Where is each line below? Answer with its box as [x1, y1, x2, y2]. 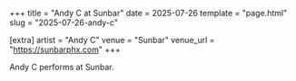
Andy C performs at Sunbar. [9, 62, 114, 72]
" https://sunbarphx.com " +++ [9, 44, 121, 55]
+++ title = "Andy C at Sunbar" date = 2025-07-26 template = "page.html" [9, 8, 288, 18]
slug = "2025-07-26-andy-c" [9, 17, 118, 28]
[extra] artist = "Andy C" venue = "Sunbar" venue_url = [9, 35, 215, 45]
